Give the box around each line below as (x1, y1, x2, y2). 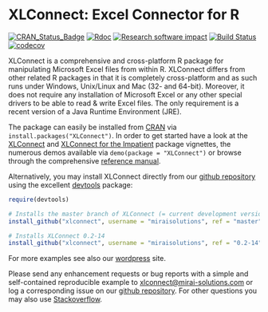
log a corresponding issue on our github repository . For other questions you (8, 286, 258, 296)
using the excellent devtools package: (8, 180, 133, 189)
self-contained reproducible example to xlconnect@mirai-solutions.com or (8, 278, 254, 287)
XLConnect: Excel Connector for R (8, 6, 240, 24)
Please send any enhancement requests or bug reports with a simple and (8, 269, 249, 278)
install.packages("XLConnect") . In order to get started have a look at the (8, 130, 249, 140)
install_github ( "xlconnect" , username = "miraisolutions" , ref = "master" (8, 217, 262, 225)
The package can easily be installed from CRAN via (8, 122, 177, 132)
